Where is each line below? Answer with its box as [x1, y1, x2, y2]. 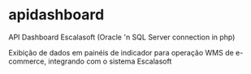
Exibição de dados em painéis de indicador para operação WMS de [8, 47, 234, 57]
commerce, [8, 56, 47, 66]
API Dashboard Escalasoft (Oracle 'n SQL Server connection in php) [8, 32, 236, 42]
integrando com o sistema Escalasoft [48, 56, 172, 66]
